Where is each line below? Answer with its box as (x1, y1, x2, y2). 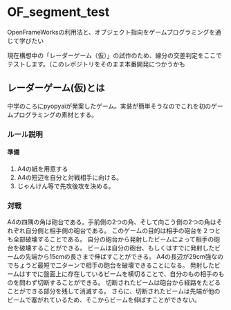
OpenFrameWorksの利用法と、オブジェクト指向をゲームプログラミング (7, 28, 210, 36)
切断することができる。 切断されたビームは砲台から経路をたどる (37, 278, 221, 287)
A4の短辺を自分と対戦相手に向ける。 (17, 173, 123, 181)
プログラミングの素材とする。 (12, 110, 98, 118)
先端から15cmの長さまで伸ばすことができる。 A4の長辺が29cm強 (25, 253, 212, 261)
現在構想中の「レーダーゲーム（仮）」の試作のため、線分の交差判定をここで (7, 51, 223, 60)
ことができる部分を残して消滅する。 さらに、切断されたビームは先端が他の (7, 287, 221, 295)
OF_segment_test (7, 4, 110, 20)
